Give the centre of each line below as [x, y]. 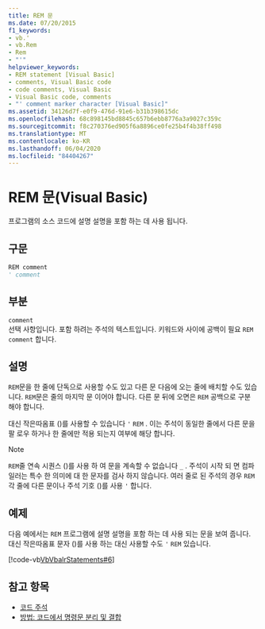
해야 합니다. [27, 407]
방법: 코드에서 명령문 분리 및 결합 [70, 617]
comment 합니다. [33, 339]
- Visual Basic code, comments [60, 97]
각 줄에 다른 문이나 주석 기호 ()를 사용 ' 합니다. [80, 486]
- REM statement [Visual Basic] [61, 75]
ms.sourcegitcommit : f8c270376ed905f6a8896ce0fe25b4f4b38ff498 [115, 126]
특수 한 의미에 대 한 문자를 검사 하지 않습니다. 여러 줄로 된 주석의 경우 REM [142, 476]
